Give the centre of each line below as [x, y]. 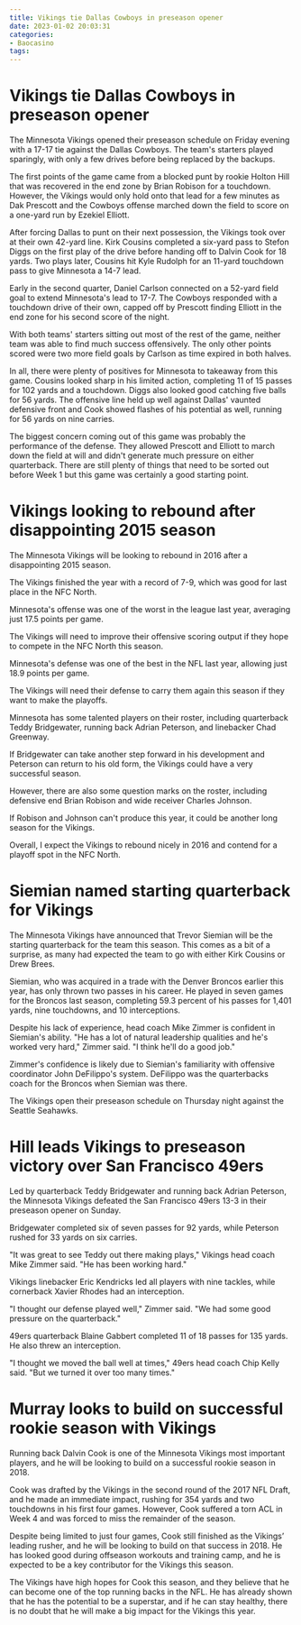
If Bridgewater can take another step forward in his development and [137, 754]
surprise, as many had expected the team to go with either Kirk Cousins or [147, 954]
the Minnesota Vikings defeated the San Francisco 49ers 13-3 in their [138, 1200]
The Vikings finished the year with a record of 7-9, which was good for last [148, 582]
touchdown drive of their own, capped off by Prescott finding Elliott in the [146, 308]
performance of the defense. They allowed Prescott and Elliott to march [142, 446]
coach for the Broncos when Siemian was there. [98, 1083]
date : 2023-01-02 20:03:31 [60, 26]
